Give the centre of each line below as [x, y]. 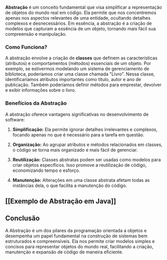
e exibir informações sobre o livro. [41, 90]
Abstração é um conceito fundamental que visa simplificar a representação [84, 7]
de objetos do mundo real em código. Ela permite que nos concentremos [81, 13]
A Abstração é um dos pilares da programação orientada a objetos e [76, 230]
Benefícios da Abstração [36, 103]
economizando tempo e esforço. [46, 170]
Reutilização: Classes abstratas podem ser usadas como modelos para [87, 159]
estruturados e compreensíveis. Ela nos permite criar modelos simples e [80, 241]
